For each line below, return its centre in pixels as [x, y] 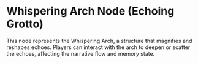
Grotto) [25, 24]
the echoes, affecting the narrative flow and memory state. [81, 53]
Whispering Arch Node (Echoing [90, 11]
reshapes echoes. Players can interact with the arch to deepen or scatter [98, 47]
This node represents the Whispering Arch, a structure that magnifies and [99, 41]
